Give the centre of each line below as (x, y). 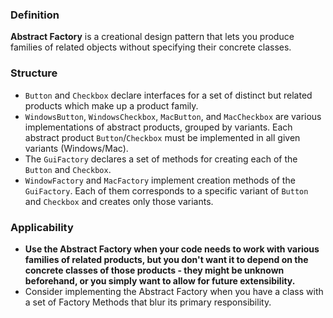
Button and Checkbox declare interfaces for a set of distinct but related (168, 95)
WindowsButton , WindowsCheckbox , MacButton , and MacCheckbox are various (173, 116)
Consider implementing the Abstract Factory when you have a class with (174, 291)
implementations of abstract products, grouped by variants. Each (158, 127)
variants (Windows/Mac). (76, 148)
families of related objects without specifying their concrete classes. (151, 47)
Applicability (42, 227)
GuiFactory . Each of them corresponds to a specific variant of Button (166, 190)
